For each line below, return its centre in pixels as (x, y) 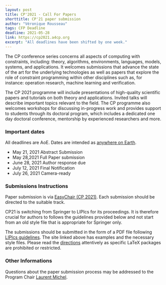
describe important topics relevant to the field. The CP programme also (78, 103)
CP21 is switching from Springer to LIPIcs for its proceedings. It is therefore (82, 212)
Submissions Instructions (37, 186)
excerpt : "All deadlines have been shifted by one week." (66, 42)
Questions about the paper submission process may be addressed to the (79, 272)
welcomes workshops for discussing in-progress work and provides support (83, 108)
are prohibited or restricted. (33, 248)
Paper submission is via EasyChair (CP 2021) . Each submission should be (80, 197)
